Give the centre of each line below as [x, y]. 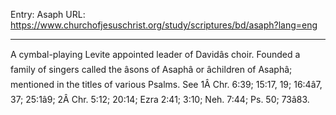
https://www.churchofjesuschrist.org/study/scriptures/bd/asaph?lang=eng [164, 25]
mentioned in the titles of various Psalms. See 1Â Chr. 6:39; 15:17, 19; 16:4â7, [166, 84]
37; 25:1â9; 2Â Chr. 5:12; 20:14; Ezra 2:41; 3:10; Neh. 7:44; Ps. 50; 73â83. [160, 99]
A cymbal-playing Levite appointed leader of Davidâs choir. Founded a [155, 54]
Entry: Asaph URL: [48, 14]
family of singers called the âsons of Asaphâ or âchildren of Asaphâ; [151, 69]
